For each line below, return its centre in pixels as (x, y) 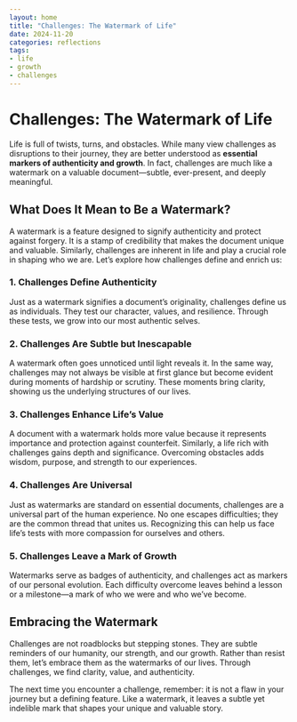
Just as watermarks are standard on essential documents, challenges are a (147, 504)
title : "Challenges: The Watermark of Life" (93, 26)
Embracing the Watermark (84, 622)
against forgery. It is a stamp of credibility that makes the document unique (147, 240)
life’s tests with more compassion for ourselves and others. (117, 533)
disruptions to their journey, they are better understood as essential (133, 153)
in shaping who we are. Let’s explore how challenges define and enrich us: (146, 260)
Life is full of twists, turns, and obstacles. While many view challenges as (143, 144)
